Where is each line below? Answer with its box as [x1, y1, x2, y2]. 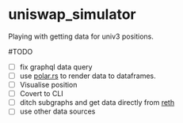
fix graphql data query [19, 61, 93, 72]
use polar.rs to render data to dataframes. [19, 71, 156, 80]
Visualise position [19, 80, 78, 90]
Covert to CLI [19, 89, 63, 99]
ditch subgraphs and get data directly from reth [19, 98, 175, 107]
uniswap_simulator [8, 6, 136, 24]
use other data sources [19, 106, 96, 116]
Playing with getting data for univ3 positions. [8, 32, 154, 41]
